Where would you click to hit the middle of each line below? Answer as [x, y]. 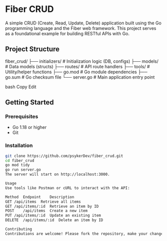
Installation [19, 145]
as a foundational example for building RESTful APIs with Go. [67, 33]
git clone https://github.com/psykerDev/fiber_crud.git [64, 156]
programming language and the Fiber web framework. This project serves [81, 28]
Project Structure [32, 49]
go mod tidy [17, 165]
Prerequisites [22, 117]
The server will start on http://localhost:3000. [58, 175]
